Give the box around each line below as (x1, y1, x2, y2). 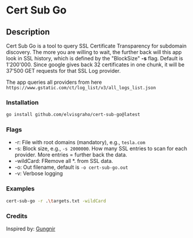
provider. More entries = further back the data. (14, 151, 127, 158)
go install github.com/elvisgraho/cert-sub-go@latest (6, 112, 141, 118)
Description (6, 27, 50, 37)
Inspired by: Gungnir (6, 225, 56, 232)
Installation (6, 98, 39, 106)
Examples (6, 185, 35, 193)
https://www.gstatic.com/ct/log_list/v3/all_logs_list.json (6, 85, 157, 91)
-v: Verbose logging (14, 170, 63, 177)
